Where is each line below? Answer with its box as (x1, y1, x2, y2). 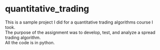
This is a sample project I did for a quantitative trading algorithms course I (5, 19, 153, 25)
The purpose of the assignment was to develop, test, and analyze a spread (5, 29, 156, 35)
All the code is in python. (5, 39, 55, 45)
